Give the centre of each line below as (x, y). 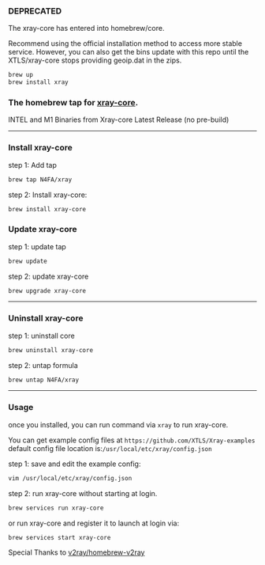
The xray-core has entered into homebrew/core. (86, 28)
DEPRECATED (35, 11)
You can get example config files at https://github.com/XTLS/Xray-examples (132, 440)
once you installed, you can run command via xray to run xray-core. (118, 424)
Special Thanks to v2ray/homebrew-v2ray (77, 552)
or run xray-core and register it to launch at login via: (94, 523)
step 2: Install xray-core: (48, 195)
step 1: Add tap (32, 165)
